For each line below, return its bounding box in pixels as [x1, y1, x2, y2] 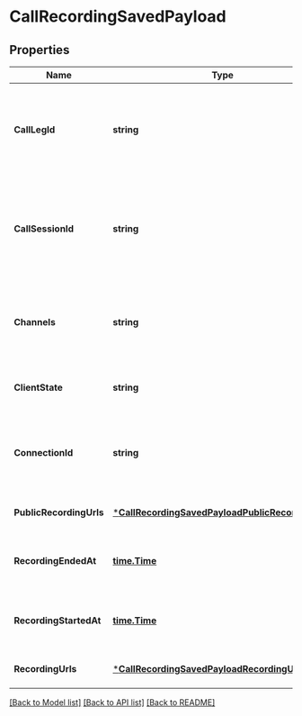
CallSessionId [13, 222, 75, 235]
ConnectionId [13, 447, 74, 458]
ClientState [13, 381, 63, 394]
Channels [13, 316, 56, 328]
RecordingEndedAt [13, 555, 97, 566]
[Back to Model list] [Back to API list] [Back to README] [9, 697, 216, 708]
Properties [9, 42, 70, 58]
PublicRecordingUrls [13, 506, 104, 519]
